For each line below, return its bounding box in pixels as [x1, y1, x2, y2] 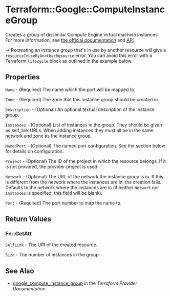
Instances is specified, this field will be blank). [5, 190, 103, 196]
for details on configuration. [5, 148, 64, 154]
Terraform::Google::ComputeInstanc [5, 4, 165, 15]
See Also [5, 266, 34, 275]
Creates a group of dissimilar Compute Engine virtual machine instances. [5, 31, 159, 38]
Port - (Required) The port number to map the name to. [5, 199, 122, 206]
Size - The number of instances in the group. [5, 252, 100, 258]
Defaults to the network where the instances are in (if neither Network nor [5, 184, 159, 191]
